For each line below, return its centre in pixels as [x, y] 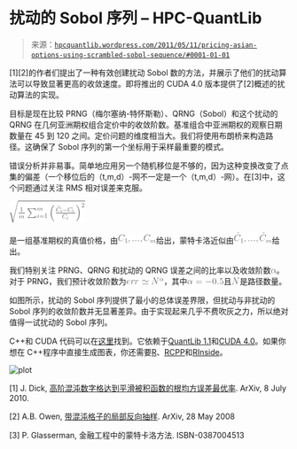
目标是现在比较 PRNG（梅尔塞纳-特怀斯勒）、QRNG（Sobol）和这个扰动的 [144, 113]
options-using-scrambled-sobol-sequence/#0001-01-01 [130, 55]
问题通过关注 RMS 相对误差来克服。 [82, 188]
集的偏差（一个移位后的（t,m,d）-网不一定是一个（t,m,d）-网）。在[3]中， [143, 176]
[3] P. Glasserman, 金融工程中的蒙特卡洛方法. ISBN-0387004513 [127, 435]
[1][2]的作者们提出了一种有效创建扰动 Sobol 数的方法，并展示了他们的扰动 [144, 73]
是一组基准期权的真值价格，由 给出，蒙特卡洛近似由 [121, 240]
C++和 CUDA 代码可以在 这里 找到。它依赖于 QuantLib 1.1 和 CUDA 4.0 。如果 [144, 341]
